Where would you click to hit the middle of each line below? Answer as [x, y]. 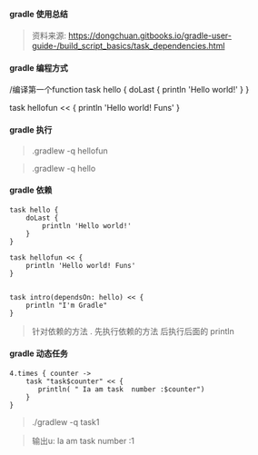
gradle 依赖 [31, 190]
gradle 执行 [31, 130]
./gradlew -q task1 [65, 422]
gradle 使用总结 [39, 14]
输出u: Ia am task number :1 [83, 441]
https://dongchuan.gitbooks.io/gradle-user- [149, 35]
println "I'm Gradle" [66, 305]
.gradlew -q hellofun [70, 151]
